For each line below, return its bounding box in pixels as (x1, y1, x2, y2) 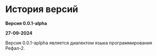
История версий (5, 4, 78, 15)
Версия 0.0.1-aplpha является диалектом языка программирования (5, 39, 152, 46)
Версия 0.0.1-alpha (5, 20, 47, 26)
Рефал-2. (5, 45, 25, 51)
